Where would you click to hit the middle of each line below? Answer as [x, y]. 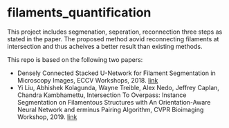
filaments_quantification [79, 13]
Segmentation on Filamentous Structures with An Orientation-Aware [114, 102]
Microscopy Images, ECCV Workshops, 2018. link [88, 80]
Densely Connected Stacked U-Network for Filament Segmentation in [116, 73]
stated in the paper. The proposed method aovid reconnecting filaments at [113, 39]
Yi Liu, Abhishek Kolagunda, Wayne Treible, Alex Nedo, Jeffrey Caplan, [118, 87]
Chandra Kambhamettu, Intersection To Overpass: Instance [102, 95]
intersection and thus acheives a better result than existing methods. [105, 46]
